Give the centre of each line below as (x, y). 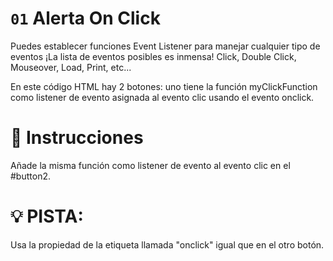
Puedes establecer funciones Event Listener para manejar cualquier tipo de (165, 46)
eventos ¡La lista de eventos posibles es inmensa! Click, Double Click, (153, 56)
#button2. (30, 176)
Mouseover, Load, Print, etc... (71, 67)
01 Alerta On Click (85, 18)
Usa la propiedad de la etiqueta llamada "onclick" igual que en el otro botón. (167, 244)
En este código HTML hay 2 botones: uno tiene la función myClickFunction (164, 86)
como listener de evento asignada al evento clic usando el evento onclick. (162, 97)
